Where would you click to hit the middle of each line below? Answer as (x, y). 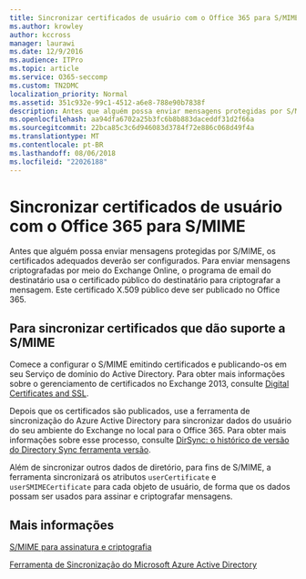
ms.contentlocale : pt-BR (56, 145)
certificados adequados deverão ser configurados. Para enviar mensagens (150, 261)
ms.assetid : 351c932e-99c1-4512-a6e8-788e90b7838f (107, 102)
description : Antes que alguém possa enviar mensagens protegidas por (146, 111)
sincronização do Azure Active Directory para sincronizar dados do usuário (151, 421)
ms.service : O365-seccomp (58, 77)
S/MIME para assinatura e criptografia (81, 547)
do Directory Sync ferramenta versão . (81, 450)
